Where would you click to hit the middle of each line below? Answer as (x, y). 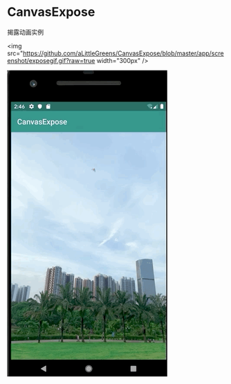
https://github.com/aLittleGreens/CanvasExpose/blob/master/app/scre (123, 53)
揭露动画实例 (25, 32)
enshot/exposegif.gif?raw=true (51, 60)
